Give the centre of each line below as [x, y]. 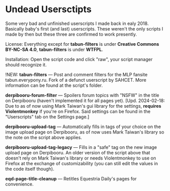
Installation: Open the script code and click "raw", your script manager [79, 59]
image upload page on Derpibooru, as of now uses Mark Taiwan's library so [85, 132]
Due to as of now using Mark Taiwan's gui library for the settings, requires [83, 106]
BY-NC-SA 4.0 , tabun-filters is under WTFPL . [54, 49]
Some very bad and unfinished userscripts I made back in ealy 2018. [77, 23]
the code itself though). [30, 169]
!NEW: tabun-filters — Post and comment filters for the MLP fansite [76, 74]
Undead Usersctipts [48, 9]
